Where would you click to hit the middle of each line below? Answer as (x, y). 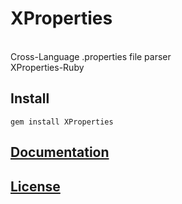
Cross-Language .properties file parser (91, 56)
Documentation (60, 152)
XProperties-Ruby (47, 67)
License (35, 186)
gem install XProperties (62, 122)
